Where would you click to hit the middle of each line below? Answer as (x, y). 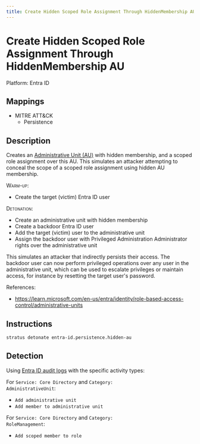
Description (28, 141)
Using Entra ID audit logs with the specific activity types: (75, 370)
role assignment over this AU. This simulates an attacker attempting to (92, 162)
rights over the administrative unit (56, 245)
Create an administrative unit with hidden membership (81, 220)
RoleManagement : (26, 424)
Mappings (25, 101)
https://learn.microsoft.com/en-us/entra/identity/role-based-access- (99, 299)
